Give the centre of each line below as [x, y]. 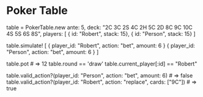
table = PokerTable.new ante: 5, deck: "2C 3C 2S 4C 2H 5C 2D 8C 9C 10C [99, 27]
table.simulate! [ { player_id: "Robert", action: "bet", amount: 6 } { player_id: [101, 45]
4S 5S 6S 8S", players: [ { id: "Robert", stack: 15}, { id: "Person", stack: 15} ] [101, 33]
